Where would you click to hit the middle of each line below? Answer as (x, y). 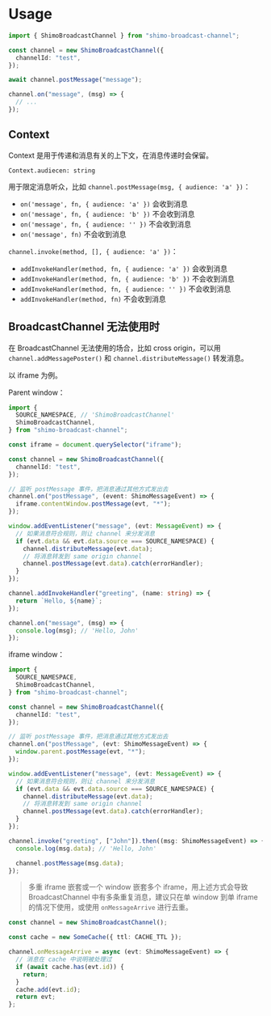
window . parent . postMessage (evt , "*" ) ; (81, 752)
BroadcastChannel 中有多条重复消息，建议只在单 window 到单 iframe (143, 897)
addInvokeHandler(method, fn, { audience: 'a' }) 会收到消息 (124, 269)
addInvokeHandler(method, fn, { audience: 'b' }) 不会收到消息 (127, 278)
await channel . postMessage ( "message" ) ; (75, 80)
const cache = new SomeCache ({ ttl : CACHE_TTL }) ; (95, 938)
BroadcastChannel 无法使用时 (84, 327)
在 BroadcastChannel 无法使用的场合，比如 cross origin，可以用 (115, 348)
